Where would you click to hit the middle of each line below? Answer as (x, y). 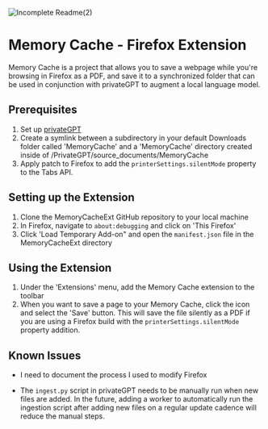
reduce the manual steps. (62, 416)
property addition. (50, 330)
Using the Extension (60, 267)
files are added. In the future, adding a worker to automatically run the (136, 399)
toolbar (32, 296)
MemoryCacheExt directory (66, 243)
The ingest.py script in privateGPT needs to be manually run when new (139, 390)
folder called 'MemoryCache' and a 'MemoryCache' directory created (136, 146)
